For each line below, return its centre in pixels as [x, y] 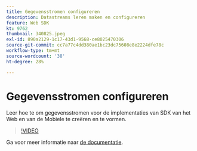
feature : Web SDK [28, 23]
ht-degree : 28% [25, 61]
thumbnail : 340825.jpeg [36, 34]
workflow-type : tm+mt [33, 51]
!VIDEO [30, 131]
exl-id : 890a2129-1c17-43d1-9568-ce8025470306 [65, 39]
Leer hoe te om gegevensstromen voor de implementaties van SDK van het [98, 113]
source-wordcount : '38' [36, 56]
